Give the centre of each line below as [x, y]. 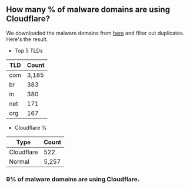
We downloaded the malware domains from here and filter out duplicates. [95, 33]
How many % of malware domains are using [88, 10]
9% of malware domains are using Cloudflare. [73, 179]
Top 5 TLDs [29, 50]
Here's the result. [27, 39]
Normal [19, 161]
